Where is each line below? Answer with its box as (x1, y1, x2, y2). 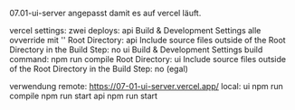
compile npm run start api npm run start (9, 90, 158, 101)
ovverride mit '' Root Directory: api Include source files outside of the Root (9, 35, 287, 45)
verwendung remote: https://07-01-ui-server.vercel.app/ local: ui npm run (9, 81, 283, 91)
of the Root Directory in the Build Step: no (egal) (9, 63, 188, 74)
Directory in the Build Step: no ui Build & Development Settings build (9, 44, 263, 55)
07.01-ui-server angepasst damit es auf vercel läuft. (9, 8, 202, 18)
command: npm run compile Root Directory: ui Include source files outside (9, 54, 287, 64)
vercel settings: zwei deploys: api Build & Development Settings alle (9, 25, 262, 35)
